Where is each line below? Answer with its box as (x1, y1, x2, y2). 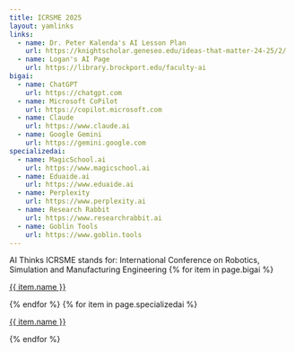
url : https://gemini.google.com (25, 138, 146, 147)
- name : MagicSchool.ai (17, 154, 106, 164)
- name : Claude (17, 113, 74, 122)
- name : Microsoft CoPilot (17, 96, 118, 106)
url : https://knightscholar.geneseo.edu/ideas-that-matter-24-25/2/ (25, 47, 287, 56)
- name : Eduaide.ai (17, 172, 91, 180)
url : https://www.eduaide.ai (25, 180, 134, 189)
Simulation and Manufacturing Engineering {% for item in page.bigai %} (9, 264, 274, 275)
